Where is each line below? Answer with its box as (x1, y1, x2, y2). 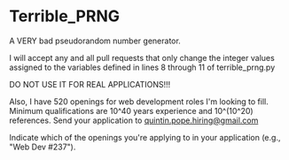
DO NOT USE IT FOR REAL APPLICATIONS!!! (9, 79, 171, 89)
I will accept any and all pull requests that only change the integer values (9, 52, 275, 63)
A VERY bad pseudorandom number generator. (9, 35, 182, 46)
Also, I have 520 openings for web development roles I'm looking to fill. (9, 95, 269, 107)
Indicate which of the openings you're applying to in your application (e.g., (9, 132, 281, 142)
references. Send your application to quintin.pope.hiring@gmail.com (9, 115, 259, 126)
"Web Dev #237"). (9, 141, 76, 152)
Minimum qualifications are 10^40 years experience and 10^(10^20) (9, 105, 254, 116)
